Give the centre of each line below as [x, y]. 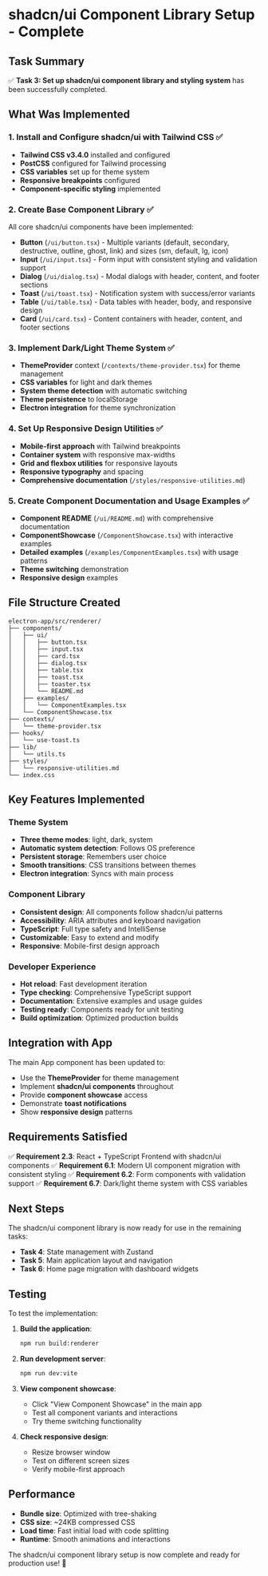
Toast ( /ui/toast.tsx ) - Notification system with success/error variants [137, 293]
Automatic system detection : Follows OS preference [107, 848]
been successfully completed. [58, 89]
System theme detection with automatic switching [103, 391]
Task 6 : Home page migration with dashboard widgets [109, 1269]
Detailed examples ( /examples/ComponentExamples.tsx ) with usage [129, 552]
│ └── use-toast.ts [44, 740]
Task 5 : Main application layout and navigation [96, 1260]
